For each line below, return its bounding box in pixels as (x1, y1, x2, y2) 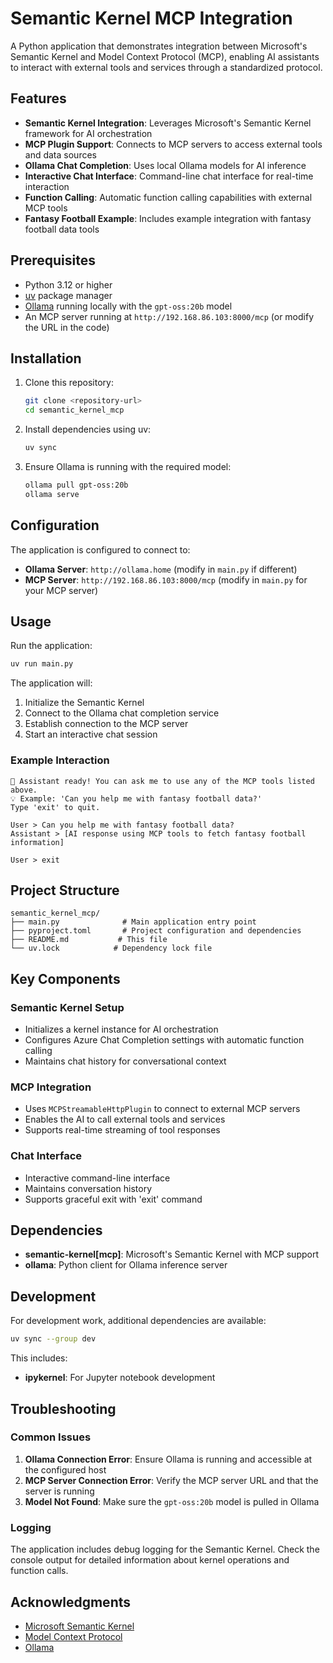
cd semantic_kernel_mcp (24, 405, 125, 416)
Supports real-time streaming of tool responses (24, 1124, 221, 1136)
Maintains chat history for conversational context (24, 1055, 227, 1067)
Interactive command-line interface (24, 1172, 171, 1184)
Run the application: (10, 640, 93, 652)
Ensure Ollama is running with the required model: (24, 461, 232, 472)
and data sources (24, 148, 97, 161)
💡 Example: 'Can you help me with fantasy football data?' (10, 793, 263, 804)
